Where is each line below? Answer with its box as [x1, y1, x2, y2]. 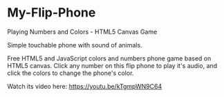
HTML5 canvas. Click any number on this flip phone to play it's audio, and [7, 61, 218, 69]
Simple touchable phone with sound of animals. [7, 41, 143, 49]
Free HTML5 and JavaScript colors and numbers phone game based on [7, 54, 212, 63]
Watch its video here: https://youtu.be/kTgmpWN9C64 [7, 82, 162, 90]
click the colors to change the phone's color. [7, 69, 134, 77]
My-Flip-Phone [7, 5, 96, 21]
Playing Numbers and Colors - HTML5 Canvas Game [7, 28, 158, 36]
